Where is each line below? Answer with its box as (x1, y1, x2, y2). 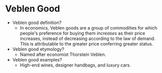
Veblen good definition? (12, 19, 61, 25)
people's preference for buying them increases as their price (19, 30, 145, 36)
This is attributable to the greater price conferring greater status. (19, 40, 153, 46)
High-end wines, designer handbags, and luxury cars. (19, 62, 131, 68)
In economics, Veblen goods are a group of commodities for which (19, 24, 157, 30)
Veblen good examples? (12, 56, 62, 62)
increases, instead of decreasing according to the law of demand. (19, 35, 156, 41)
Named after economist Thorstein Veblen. (19, 51, 106, 57)
